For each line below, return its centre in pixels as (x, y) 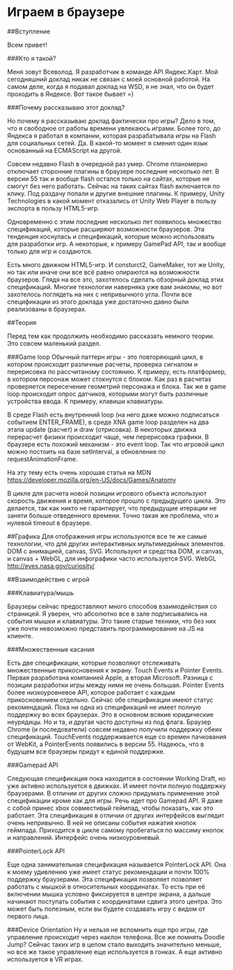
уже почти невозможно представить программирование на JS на (105, 628)
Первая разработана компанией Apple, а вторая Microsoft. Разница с (110, 677)
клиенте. (20, 636)
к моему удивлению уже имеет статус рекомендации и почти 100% (109, 872)
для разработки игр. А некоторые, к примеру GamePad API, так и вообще (116, 243)
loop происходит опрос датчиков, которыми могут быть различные (108, 394)
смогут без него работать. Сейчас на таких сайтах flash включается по (114, 186)
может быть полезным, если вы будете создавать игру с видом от (106, 909)
